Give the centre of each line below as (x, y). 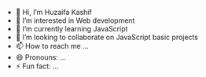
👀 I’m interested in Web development (75, 20)
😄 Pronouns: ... (41, 57)
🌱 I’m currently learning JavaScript (72, 29)
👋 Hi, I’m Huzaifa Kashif (53, 12)
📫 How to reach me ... (52, 46)
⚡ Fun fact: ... (37, 66)
